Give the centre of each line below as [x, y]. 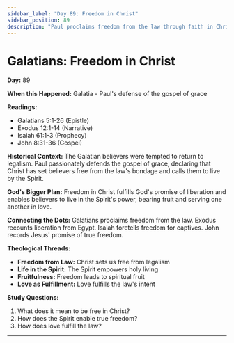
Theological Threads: [39, 248]
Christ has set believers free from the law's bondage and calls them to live [114, 171]
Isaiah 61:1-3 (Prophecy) [52, 136]
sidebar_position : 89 [39, 20]
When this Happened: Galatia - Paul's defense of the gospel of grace [107, 94]
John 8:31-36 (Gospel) [49, 143]
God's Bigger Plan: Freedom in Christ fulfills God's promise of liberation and [117, 192]
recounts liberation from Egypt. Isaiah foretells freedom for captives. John [113, 228]
